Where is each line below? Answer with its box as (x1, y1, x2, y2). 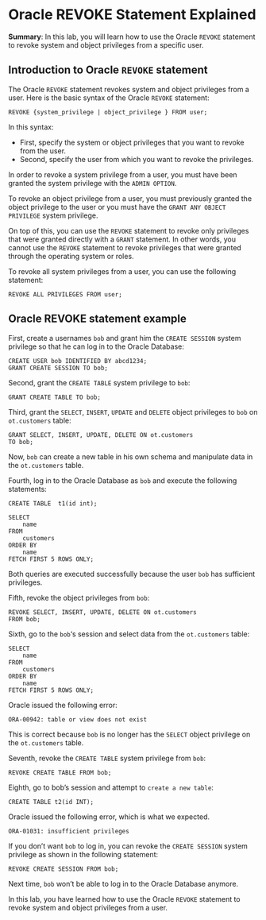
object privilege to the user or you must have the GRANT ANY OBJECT (8, 202, 226, 211)
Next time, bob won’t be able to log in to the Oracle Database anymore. (8, 879, 239, 888)
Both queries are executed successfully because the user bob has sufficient (8, 569, 256, 578)
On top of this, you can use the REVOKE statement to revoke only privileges (8, 226, 249, 235)
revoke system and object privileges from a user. (8, 903, 168, 912)
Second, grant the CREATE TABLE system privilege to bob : (8, 377, 191, 387)
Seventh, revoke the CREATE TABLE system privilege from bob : (8, 753, 206, 763)
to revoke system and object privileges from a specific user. (8, 40, 204, 49)
